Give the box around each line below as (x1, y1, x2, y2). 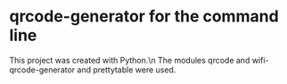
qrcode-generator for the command (9, 6, 279, 27)
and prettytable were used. (77, 64, 176, 75)
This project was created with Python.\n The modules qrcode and (9, 55, 250, 65)
